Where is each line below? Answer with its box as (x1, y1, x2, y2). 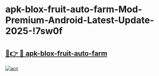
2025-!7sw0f (5, 26, 63, 37)
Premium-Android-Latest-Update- (5, 14, 154, 26)
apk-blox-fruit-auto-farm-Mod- (5, 4, 142, 15)
